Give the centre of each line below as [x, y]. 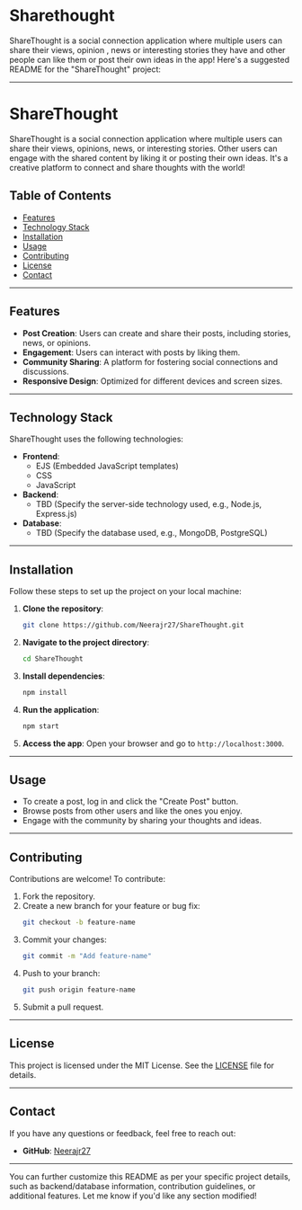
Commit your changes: [64, 939]
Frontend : [41, 457]
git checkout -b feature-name [79, 922]
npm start [41, 726]
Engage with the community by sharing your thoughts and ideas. [142, 821]
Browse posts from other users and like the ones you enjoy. [132, 811]
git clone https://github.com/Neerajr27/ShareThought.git [133, 626]
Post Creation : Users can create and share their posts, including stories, [156, 333]
